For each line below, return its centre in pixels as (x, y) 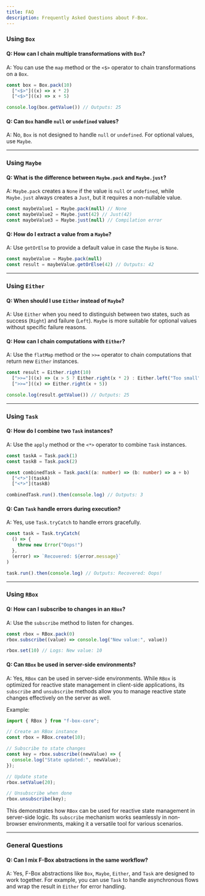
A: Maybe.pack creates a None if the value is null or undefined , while (90, 191)
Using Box (21, 39)
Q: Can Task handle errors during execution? (63, 509)
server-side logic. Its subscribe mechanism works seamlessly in (87, 817)
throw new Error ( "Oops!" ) (50, 545)
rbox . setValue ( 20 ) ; (31, 782)
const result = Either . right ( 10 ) (49, 373)
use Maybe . (19, 141)
